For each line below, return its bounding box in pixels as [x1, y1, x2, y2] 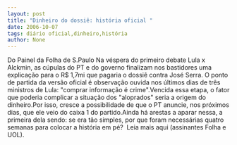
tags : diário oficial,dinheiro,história [7, 30, 128, 37]
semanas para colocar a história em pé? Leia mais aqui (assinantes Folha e [7, 123, 226, 132]
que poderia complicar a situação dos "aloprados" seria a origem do [7, 93, 207, 102]
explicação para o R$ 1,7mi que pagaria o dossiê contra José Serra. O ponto [7, 71, 229, 80]
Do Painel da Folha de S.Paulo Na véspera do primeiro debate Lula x [7, 56, 206, 64]
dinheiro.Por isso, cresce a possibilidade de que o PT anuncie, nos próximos [7, 101, 229, 109]
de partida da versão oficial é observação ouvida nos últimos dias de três [7, 78, 221, 87]
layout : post [7, 10, 46, 18]
